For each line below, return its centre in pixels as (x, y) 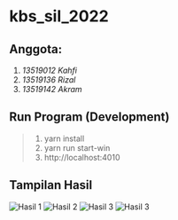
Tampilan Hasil (51, 185)
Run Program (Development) (89, 117)
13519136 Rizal (49, 80)
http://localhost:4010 (82, 157)
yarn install (64, 138)
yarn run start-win (77, 147)
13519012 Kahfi (50, 70)
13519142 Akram (52, 89)
